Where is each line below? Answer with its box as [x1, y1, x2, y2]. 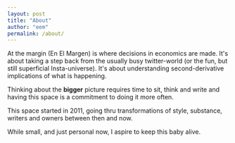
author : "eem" [7, 23, 49, 30]
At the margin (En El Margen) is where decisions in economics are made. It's [7, 49, 229, 58]
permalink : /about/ [7, 30, 65, 37]
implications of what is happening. [7, 72, 107, 80]
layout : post [7, 10, 46, 18]
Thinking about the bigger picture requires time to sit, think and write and [7, 85, 220, 94]
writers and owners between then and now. [7, 114, 133, 123]
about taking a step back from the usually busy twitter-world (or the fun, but [7, 57, 228, 66]
